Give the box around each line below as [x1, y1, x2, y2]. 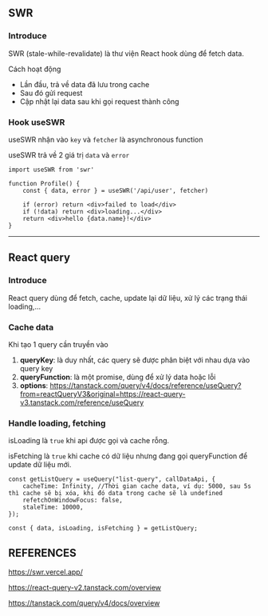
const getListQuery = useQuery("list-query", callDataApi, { [8, 475, 216, 483]
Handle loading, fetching [8, 418, 106, 429]
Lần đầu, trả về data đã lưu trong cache [19, 79, 150, 89]
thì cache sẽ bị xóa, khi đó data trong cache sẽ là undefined [8, 490, 223, 498]
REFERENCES [8, 546, 77, 559]
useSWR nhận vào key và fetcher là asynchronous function [8, 134, 203, 144]
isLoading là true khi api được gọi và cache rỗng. [8, 436, 170, 446]
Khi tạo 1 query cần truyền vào [8, 339, 109, 349]
